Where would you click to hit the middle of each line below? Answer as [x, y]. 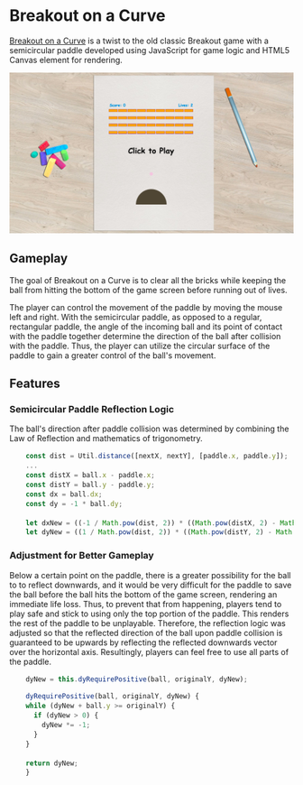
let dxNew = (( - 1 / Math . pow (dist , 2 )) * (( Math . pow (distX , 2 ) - [151, 523]
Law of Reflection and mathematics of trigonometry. [106, 439]
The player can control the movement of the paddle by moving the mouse [146, 307]
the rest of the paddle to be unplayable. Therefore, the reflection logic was [147, 623]
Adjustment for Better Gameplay [82, 556]
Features [35, 384]
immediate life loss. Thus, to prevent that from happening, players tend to [146, 604]
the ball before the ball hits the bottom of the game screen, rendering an [143, 594]
